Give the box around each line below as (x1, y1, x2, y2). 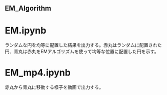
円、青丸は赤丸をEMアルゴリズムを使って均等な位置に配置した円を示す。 (5, 49, 159, 55)
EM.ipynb (5, 25, 47, 36)
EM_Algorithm (5, 4, 52, 13)
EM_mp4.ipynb (5, 66, 71, 78)
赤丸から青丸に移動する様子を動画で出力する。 (5, 84, 103, 90)
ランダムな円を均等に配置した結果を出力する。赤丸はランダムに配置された (5, 42, 162, 48)
